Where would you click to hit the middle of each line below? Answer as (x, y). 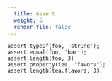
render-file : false (43, 27)
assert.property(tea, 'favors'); (57, 65)
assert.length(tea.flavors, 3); (55, 71)
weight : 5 (28, 20)
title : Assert (34, 14)
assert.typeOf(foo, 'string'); (54, 46)
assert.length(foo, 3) (41, 58)
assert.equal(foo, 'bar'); (47, 52)
